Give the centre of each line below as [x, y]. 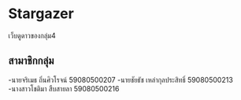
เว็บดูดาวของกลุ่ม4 [32, 35]
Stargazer [41, 14]
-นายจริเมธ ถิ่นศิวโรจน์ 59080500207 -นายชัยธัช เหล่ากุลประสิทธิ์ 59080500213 [121, 80]
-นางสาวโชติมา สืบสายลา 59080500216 [64, 88]
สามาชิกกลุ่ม [31, 61]
